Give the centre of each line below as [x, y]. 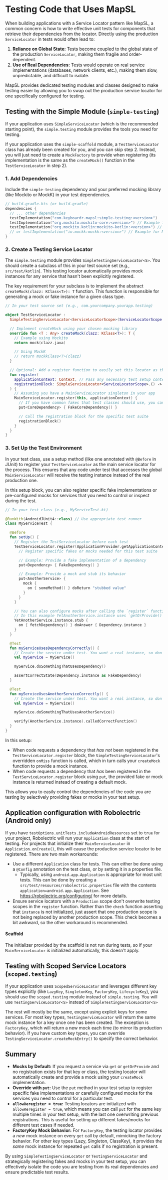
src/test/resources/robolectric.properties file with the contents [88, 885]
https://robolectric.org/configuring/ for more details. [73, 896]
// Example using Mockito [41, 338]
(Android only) [28, 821]
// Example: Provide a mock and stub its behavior [72, 574]
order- [136, 54]
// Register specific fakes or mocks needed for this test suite [88, 551]
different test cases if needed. [43, 1125]
